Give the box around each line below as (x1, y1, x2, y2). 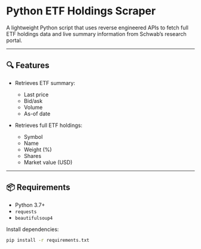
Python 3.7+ (14, 201, 45, 208)
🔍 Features (6, 60, 50, 71)
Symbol (23, 133, 43, 140)
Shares (23, 152, 42, 159)
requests (14, 208, 37, 215)
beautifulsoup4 (14, 215, 53, 221)
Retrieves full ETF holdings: (14, 122, 83, 129)
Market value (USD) (23, 159, 73, 166)
